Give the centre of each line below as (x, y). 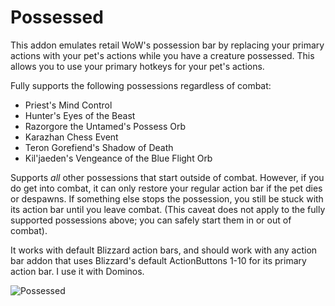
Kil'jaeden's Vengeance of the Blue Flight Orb (118, 158)
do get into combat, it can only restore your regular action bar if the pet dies (166, 188)
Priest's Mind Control (68, 105)
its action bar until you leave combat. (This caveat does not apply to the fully (168, 209)
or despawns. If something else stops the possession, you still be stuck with (167, 198)
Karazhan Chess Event (71, 137)
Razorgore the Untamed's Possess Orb (105, 126)
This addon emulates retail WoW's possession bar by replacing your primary (167, 45)
